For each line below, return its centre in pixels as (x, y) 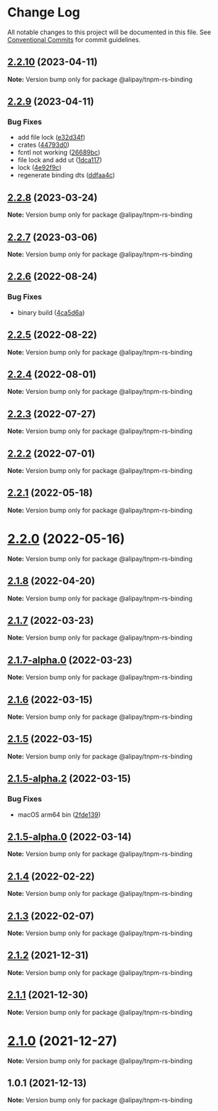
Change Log (44, 12)
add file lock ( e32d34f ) (51, 137)
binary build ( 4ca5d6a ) (51, 312)
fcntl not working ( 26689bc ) (59, 152)
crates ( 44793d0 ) (43, 145)
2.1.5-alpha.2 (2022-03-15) (69, 779)
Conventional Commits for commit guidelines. (74, 39)
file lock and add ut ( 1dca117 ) (60, 160)
